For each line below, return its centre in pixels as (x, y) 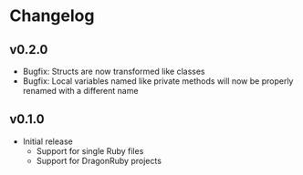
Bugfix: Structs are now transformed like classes (114, 71)
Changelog (52, 16)
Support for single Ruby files (90, 150)
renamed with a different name (80, 91)
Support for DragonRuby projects (99, 160)
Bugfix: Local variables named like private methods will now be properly (158, 81)
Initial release (47, 141)
